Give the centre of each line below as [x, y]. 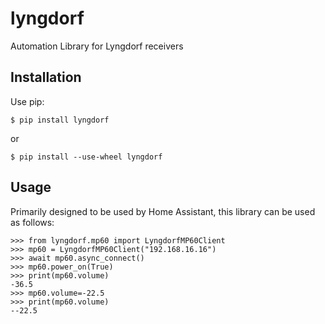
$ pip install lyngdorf [60, 120]
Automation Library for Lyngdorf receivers [97, 46]
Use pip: [27, 101]
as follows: [32, 222]
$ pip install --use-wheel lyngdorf [86, 157]
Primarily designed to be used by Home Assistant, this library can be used [163, 211]
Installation [46, 77]
